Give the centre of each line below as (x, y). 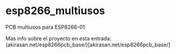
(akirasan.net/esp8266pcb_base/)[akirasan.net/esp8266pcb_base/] (88, 45)
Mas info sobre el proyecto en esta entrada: (58, 38)
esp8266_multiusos (55, 11)
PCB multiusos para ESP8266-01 (45, 27)
